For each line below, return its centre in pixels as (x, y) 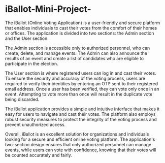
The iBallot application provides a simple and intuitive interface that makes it (82, 109)
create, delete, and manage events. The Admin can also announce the (76, 53)
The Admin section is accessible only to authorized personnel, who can (78, 48)
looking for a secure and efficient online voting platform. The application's (80, 139)
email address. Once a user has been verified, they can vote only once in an (82, 89)
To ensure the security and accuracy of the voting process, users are (75, 78)
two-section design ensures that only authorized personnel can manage (78, 144)
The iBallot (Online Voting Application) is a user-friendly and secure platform (82, 23)
